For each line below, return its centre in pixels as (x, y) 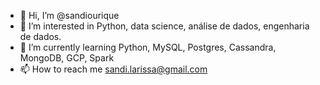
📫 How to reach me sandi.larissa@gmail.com (113, 69)
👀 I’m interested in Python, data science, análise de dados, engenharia (164, 26)
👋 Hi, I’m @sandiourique (69, 15)
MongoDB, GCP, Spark (67, 58)
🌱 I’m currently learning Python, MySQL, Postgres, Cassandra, (148, 47)
